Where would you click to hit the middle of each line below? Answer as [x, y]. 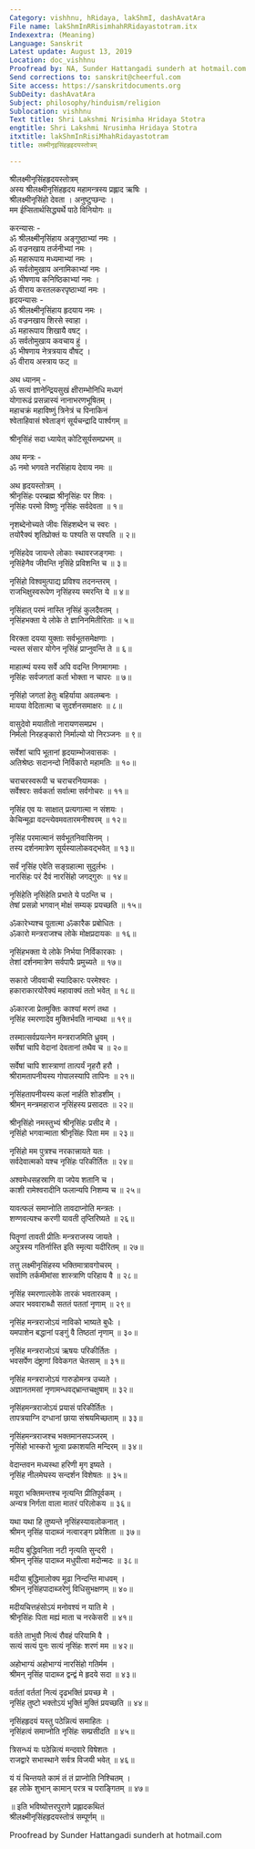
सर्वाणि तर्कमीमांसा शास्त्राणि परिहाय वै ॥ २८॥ [74, 1275]
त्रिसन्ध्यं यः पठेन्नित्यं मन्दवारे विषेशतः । [63, 1749]
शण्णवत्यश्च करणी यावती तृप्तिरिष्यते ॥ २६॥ [72, 1218]
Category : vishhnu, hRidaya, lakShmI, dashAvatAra [107, 18]
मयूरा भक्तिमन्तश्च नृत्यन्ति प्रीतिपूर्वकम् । [66, 1493]
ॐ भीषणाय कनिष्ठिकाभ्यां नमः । [55, 279]
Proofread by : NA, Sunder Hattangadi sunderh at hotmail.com [128, 69]
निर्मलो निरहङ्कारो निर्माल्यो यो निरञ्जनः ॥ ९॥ [75, 734]
